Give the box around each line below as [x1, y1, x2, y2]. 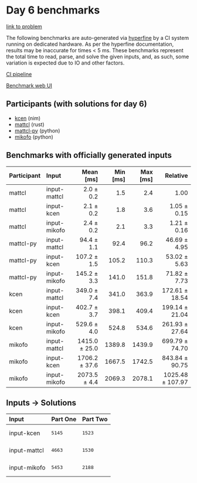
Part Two [81, 415, 108, 423]
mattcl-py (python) [14, 127, 60, 134]
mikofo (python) [14, 133, 54, 140]
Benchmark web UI [6, 82, 53, 89]
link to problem [6, 23, 42, 30]
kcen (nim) [14, 114, 41, 121]
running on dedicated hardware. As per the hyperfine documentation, [6, 40, 174, 48]
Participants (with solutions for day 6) [6, 99, 148, 109]
